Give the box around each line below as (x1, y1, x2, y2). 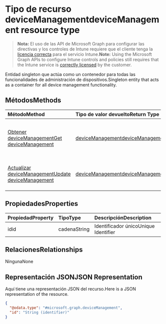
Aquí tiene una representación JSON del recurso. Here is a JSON (5, 286, 136, 292)
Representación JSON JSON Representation (5, 273, 143, 281)
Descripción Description (94, 214, 152, 221)
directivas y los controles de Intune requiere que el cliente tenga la (17, 46, 153, 52)
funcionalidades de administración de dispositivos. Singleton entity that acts (5, 77, 159, 82)
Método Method (7, 111, 45, 118)
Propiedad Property (7, 214, 54, 221)
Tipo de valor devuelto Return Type (76, 111, 160, 118)
